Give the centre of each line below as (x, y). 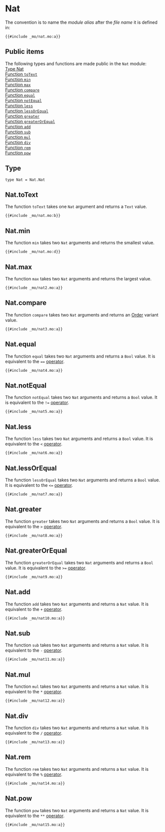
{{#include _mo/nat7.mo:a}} (34, 494)
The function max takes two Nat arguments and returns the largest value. (78, 279)
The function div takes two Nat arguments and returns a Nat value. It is (77, 728)
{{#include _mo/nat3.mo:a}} (34, 329)
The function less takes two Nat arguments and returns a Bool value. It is (79, 439)
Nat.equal (21, 344)
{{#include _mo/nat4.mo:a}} (34, 370)
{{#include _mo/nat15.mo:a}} (35, 825)
